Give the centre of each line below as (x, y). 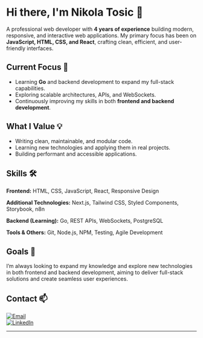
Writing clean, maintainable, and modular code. (74, 141)
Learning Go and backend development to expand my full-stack (94, 81)
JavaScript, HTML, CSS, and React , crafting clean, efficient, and (87, 42)
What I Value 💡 (34, 126)
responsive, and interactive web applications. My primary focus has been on (101, 35)
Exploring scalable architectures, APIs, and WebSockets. (85, 94)
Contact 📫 (27, 298)
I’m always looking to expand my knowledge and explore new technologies (99, 266)
